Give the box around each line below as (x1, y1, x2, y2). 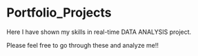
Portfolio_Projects (6, 5, 112, 21)
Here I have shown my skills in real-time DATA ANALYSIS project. (6, 28, 192, 36)
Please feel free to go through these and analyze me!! (6, 41, 159, 49)
